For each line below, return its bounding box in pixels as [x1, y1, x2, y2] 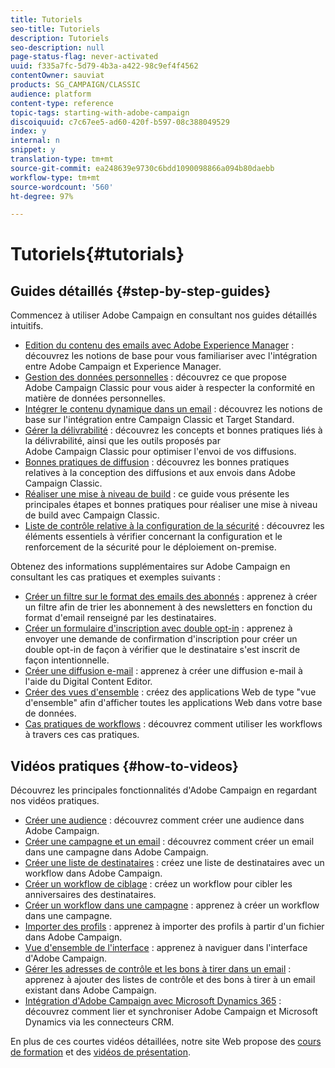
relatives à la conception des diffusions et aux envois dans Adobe [24, 467, 296, 479]
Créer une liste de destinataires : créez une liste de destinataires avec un [24, 857, 325, 869]
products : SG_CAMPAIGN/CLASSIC [10, 80, 141, 90]
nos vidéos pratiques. [10, 795, 100, 807]
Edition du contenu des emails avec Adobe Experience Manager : [24, 339, 295, 351]
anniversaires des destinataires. [24, 889, 157, 901]
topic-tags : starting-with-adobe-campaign [10, 107, 190, 118]
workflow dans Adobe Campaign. [24, 867, 163, 880]
